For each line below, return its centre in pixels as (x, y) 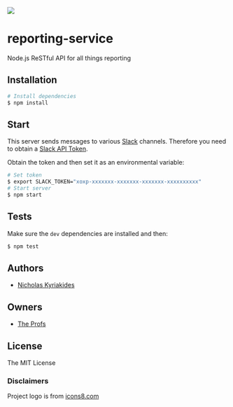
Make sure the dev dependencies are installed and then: (87, 233)
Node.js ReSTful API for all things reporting (69, 58)
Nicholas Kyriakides (46, 285)
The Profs (31, 324)
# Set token (24, 175)
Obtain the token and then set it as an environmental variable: (96, 163)
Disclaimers (28, 380)
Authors (26, 268)
